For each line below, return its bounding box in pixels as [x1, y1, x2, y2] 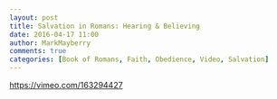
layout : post [9, 13, 59, 22]
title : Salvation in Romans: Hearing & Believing [9, 22, 201, 31]
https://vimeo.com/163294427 [9, 80, 124, 90]
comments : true [9, 47, 67, 56]
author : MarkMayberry [9, 38, 91, 48]
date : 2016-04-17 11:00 [9, 30, 100, 39]
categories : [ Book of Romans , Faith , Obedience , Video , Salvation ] [9, 55, 270, 64]
